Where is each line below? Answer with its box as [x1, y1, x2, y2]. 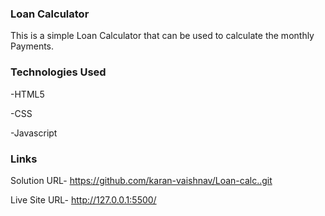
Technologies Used [10, 65, 107, 79]
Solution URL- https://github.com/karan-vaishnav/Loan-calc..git [10, 174, 273, 186]
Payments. [10, 40, 55, 52]
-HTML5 [10, 88, 45, 100]
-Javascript [10, 127, 58, 139]
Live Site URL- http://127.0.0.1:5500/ [10, 193, 157, 206]
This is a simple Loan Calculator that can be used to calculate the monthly [10, 30, 315, 42]
